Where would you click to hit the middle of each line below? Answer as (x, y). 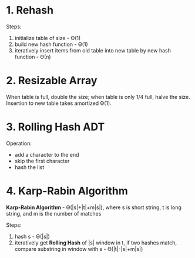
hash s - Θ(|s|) (32, 236)
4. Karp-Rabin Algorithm (67, 191)
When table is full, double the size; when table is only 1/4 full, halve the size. (98, 97)
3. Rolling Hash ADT (56, 127)
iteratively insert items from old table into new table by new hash (93, 50)
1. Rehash (30, 10)
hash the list (29, 167)
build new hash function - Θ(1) (51, 44)
